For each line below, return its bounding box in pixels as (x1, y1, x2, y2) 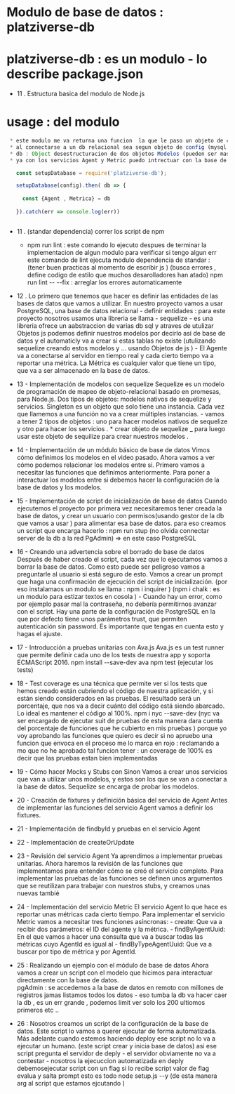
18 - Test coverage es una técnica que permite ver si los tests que (16, 679, 208, 687)
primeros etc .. (16, 1006, 59, 1014)
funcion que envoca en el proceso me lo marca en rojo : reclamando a (16, 739, 220, 747)
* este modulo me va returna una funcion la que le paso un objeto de (9, 138, 224, 145)
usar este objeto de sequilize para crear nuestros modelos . (16, 432, 189, 440)
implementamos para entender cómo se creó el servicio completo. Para (16, 866, 224, 875)
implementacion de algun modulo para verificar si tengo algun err (27, 248, 217, 256)
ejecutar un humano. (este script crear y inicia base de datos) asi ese (16, 1041, 217, 1050)
